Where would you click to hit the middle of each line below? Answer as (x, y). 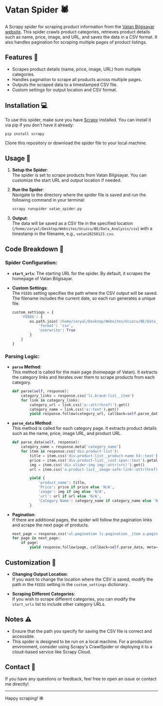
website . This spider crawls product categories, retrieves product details (78, 32)
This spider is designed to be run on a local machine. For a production (82, 641)
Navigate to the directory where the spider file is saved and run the (79, 195)
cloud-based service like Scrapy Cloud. (51, 652)
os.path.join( (44, 321)
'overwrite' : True (57, 330)
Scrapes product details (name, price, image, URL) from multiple (76, 69)
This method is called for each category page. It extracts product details (84, 428)
